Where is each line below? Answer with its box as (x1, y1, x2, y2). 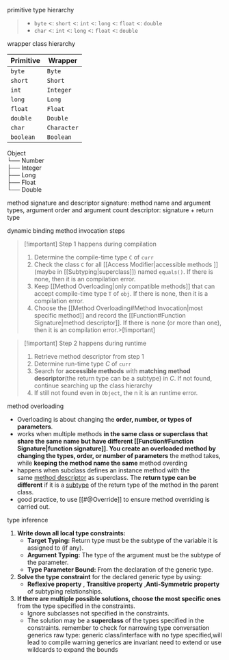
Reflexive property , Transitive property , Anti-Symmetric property (27, 580, 220, 588)
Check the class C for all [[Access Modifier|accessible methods (33, 260, 213, 268)
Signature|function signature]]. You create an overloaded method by (16, 444, 217, 453)
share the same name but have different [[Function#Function (16, 437, 194, 445)
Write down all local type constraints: (16, 529, 126, 537)
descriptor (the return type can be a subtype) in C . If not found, (33, 375, 213, 382)
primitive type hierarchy (7, 6, 75, 14)
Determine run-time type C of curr (33, 359, 132, 368)
